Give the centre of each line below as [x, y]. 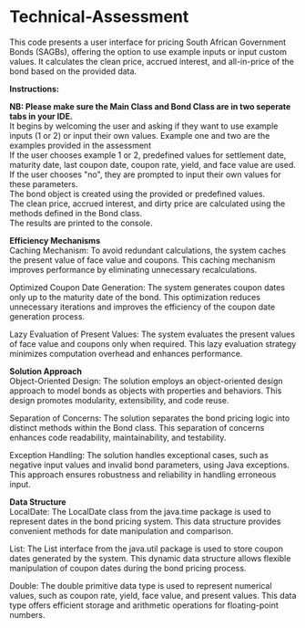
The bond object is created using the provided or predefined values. [137, 194]
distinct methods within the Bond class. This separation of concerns [137, 427]
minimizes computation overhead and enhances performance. [126, 353]
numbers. [27, 614]
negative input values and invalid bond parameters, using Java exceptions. [149, 465]
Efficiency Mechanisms [55, 240]
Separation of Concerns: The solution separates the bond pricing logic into [150, 418]
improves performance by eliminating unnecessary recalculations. [133, 269]
